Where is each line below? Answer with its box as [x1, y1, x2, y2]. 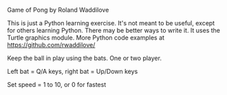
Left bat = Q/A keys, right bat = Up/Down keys [7, 68, 138, 75]
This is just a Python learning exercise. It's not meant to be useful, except [7, 19, 215, 27]
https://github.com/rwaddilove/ [7, 41, 96, 49]
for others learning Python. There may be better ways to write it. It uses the [7, 27, 221, 34]
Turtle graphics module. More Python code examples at [7, 33, 165, 42]
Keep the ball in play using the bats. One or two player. [7, 54, 162, 62]
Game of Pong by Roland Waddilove [7, 6, 109, 14]
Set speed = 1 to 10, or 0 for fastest [7, 81, 107, 88]
